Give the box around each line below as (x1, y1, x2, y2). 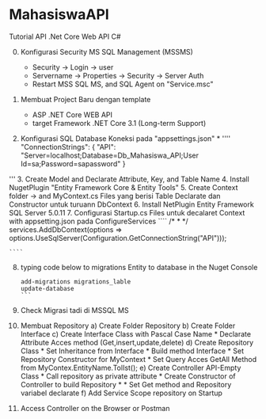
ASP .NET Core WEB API (32, 109, 113, 120)
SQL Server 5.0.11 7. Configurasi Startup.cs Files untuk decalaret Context (9, 208, 245, 217)
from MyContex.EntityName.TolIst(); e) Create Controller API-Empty (20, 363, 241, 372)
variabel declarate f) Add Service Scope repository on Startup (20, 388, 222, 398)
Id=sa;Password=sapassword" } (20, 158, 126, 168)
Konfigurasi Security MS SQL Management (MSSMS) (20, 47, 193, 56)
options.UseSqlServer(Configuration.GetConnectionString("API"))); (9, 233, 227, 242)
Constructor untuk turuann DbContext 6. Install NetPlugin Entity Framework (9, 200, 254, 209)
